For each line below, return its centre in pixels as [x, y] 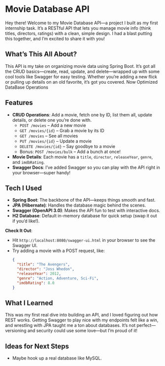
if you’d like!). [26, 221]
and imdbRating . [29, 162]
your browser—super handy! [41, 172]
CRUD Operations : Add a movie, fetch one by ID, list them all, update [82, 114]
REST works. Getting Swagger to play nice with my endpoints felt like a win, [82, 320]
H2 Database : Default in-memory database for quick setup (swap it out [84, 216]
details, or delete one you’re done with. [52, 120]
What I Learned [29, 303]
